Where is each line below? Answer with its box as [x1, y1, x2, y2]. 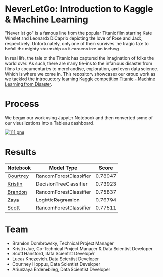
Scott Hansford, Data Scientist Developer [12, 251, 95, 256]
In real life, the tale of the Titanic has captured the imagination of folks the [5, 55, 154, 61]
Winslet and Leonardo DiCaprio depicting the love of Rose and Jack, [5, 35, 143, 41]
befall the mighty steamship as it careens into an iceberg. [5, 46, 121, 51]
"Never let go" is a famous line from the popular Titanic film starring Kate [5, 30, 152, 36]
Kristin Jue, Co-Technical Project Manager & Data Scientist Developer [12, 245, 153, 251]
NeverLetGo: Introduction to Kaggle [5, 3, 153, 15]
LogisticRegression [36, 196, 80, 203]
